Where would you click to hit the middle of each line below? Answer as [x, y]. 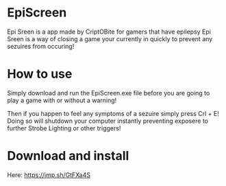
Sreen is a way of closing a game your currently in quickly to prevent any [110, 38]
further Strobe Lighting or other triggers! [64, 128]
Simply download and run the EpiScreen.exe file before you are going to [109, 93]
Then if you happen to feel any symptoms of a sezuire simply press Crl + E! [113, 113]
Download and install [68, 156]
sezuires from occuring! [41, 46]
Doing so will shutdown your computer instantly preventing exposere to [108, 121]
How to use [40, 74]
